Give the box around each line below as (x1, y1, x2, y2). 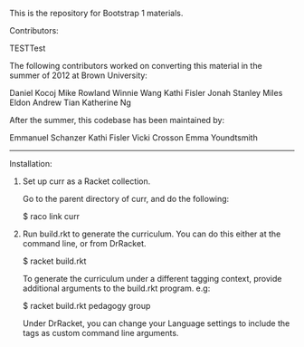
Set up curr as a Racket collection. (22, 176, 151, 187)
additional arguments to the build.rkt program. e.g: (22, 283, 211, 294)
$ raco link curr (22, 211, 80, 221)
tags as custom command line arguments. (22, 328, 179, 338)
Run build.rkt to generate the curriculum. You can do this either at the (22, 228, 281, 239)
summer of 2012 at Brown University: (9, 70, 147, 81)
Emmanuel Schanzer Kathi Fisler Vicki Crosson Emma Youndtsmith (9, 132, 258, 143)
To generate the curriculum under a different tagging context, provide (22, 274, 282, 284)
